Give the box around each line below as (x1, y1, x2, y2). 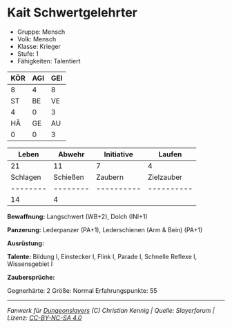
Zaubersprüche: (7, 273, 55, 281)
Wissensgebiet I (7, 260, 53, 268)
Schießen (53, 172, 84, 182)
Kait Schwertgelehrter (7, 5, 138, 21)
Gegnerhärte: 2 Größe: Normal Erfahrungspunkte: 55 (7, 286, 157, 294)
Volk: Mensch (17, 34, 57, 43)
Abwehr (57, 150, 85, 159)
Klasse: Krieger (17, 42, 61, 50)
